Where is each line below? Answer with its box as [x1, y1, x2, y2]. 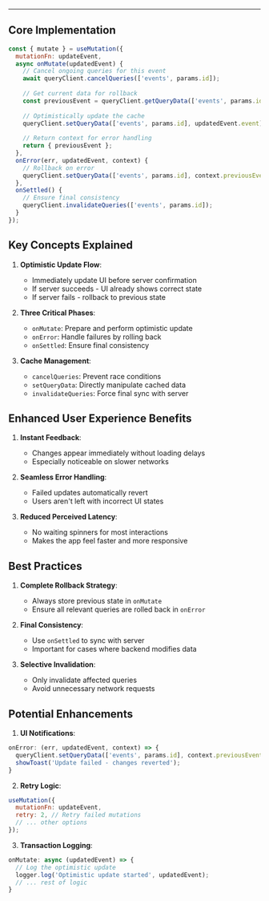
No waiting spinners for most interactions [31, 527, 168, 537]
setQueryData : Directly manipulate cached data [31, 380, 187, 390]
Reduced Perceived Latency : [19, 512, 118, 522]
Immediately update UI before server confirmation [31, 275, 198, 285]
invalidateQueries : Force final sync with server [31, 388, 189, 398]
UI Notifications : [19, 729, 76, 738]
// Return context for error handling [22, 134, 152, 143]
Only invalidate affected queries [31, 675, 138, 685]
